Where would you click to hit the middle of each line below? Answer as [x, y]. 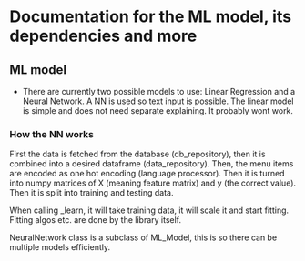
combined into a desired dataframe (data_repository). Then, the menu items [152, 164]
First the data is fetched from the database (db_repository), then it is [137, 154]
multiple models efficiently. [60, 247]
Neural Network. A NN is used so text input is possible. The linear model [158, 101]
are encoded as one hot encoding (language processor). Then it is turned [147, 174]
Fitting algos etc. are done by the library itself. [96, 220]
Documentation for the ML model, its [151, 17]
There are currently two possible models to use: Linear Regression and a [159, 91]
